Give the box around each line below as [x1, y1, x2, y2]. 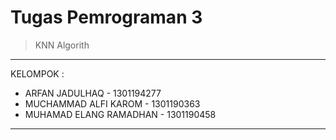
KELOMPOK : [10, 67, 65, 80]
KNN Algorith [34, 39, 90, 51]
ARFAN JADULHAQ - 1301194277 [24, 87, 162, 99]
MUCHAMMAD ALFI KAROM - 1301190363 [24, 97, 201, 110]
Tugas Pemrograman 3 [10, 6, 203, 29]
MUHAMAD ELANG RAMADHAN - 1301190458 [24, 108, 217, 120]
